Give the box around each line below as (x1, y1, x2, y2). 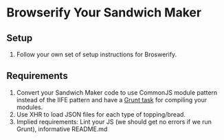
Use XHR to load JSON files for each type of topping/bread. (16, 110, 186, 118)
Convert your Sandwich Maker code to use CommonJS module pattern (16, 88, 218, 97)
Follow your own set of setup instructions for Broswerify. (16, 50, 177, 58)
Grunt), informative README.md (16, 125, 108, 133)
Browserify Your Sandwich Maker (6, 5, 202, 21)
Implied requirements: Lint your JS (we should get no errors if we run (16, 117, 212, 126)
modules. (16, 103, 43, 111)
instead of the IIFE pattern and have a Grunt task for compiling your (16, 95, 208, 104)
